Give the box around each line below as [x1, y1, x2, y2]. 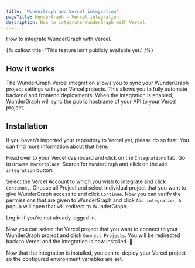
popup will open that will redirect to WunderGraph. [6, 203, 128, 209]
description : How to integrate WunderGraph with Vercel [6, 19, 145, 25]
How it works [6, 64, 55, 74]
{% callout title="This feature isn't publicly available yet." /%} [6, 47, 154, 54]
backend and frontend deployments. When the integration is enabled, [6, 92, 174, 99]
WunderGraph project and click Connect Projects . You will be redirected [6, 232, 180, 239]
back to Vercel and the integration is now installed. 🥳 [6, 238, 133, 245]
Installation [6, 121, 48, 131]
